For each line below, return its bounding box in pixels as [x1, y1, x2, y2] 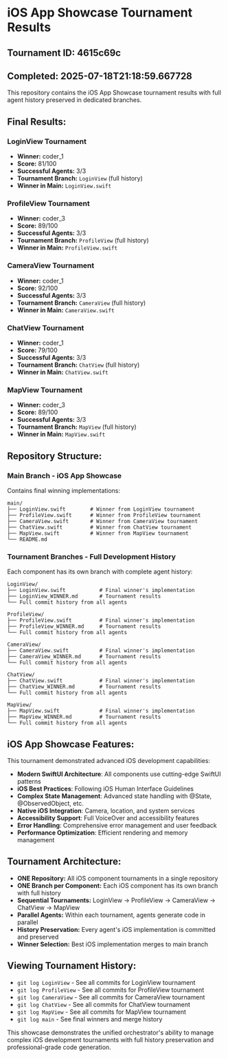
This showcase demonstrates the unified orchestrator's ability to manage [7, 1028, 214, 1037]
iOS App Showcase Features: [7, 738, 135, 750]
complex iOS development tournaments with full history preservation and [7, 1035, 214, 1044]
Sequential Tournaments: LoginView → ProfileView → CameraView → [16, 896, 216, 904]
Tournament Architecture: [7, 856, 122, 868]
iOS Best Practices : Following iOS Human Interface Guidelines [16, 784, 194, 793]
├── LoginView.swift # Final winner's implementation [7, 587, 195, 594]
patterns [16, 777, 41, 786]
